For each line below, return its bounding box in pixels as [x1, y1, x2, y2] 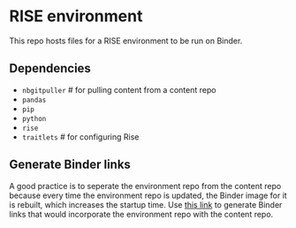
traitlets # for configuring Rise [21, 131, 140, 142]
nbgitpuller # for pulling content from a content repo [21, 84, 216, 95]
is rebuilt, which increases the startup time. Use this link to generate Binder [9, 199, 283, 209]
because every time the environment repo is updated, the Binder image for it [9, 190, 287, 201]
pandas [21, 95, 47, 104]
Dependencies [9, 61, 91, 76]
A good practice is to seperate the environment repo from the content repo [9, 180, 282, 191]
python [21, 114, 47, 123]
